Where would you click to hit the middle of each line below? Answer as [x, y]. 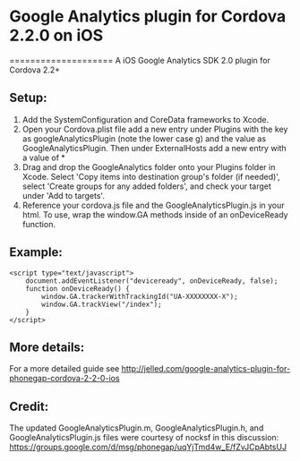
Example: [36, 252]
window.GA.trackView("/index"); [102, 304]
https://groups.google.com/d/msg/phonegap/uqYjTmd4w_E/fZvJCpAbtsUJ [148, 447]
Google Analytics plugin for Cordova [148, 17]
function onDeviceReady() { [77, 288]
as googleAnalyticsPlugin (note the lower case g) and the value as [144, 138]
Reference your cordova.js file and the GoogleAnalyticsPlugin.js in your [153, 205]
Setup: [28, 98]
